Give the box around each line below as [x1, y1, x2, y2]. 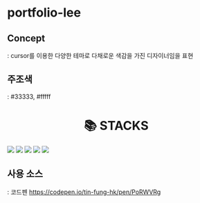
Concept [7, 32, 46, 44]
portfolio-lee [7, 5, 82, 21]
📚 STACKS [84, 118, 149, 133]
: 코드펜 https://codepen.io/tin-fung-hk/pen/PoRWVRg [7, 188, 161, 196]
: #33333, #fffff [7, 92, 51, 101]
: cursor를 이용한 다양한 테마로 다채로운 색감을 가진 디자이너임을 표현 [7, 52, 194, 59]
